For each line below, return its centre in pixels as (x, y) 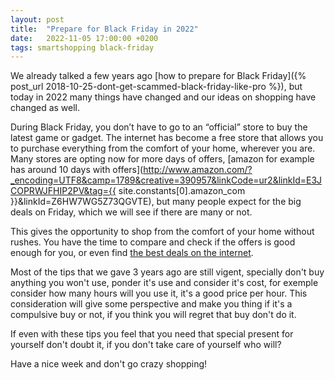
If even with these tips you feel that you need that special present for (152, 334)
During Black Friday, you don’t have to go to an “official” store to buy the (159, 127)
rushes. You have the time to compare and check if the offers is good (153, 242)
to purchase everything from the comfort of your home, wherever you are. (163, 148)
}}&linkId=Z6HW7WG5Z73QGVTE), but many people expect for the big (156, 202)
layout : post (37, 19)
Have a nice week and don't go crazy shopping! (109, 364)
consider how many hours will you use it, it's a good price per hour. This (159, 293)
